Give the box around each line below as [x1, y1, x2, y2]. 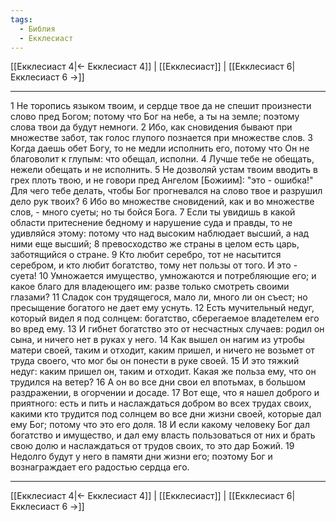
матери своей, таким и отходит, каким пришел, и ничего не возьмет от [10, 344, 315, 356]
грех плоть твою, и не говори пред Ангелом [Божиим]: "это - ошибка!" [10, 174, 314, 186]
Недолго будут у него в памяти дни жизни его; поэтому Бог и [10, 451, 273, 463]
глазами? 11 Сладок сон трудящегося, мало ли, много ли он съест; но [10, 291, 308, 303]
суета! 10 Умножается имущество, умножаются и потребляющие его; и [10, 270, 317, 282]
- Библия [19, 24, 56, 34]
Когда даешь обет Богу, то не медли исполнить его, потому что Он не [10, 142, 310, 155]
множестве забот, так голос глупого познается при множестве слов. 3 [10, 132, 313, 144]
